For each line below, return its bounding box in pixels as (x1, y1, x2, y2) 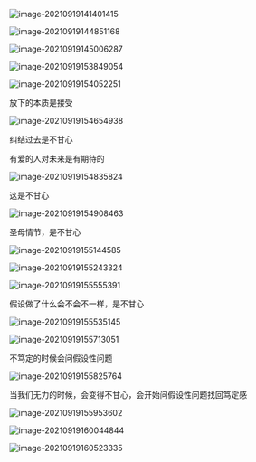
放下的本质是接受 (9, 98, 73, 108)
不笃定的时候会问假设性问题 (9, 353, 113, 363)
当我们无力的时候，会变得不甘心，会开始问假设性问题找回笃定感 (9, 390, 247, 400)
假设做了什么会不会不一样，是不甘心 (9, 298, 145, 309)
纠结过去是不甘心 (9, 134, 73, 145)
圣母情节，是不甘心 (9, 227, 81, 237)
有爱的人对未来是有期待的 (9, 154, 105, 164)
